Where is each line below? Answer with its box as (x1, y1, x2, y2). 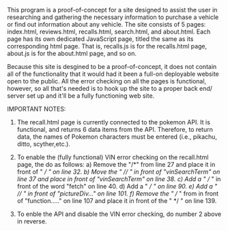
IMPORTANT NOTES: (7, 105, 66, 113)
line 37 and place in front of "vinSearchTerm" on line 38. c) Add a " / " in (16, 175, 221, 183)
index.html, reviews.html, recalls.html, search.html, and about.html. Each (7, 27, 211, 36)
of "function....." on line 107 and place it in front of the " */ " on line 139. (16, 197, 217, 204)
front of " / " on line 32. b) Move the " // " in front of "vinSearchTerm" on (16, 167, 220, 176)
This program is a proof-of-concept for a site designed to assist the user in (7, 6, 218, 14)
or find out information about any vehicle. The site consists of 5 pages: (7, 21, 206, 28)
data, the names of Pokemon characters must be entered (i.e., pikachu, (16, 133, 217, 141)
